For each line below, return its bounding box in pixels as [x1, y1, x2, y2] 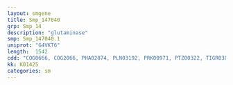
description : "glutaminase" [7, 29, 89, 36]
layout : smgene [7, 10, 51, 17]
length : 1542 [7, 49, 49, 56]
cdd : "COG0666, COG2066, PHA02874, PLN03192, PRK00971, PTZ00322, [7, 55, 203, 62]
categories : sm [7, 67, 51, 74]
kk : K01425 [7, 61, 39, 68]
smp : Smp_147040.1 [7, 36, 60, 42]
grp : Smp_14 [7, 23, 42, 29]
